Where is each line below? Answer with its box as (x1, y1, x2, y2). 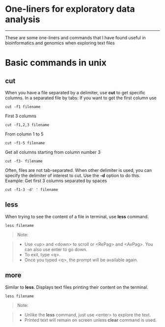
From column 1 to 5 (5, 131, 44, 137)
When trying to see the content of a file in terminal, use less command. (5, 214, 149, 219)
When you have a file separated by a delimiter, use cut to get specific (5, 89, 146, 95)
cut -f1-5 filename (5, 140, 45, 145)
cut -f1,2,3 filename (5, 122, 50, 127)
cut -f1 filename (5, 104, 41, 109)
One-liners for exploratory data (5, 3, 135, 15)
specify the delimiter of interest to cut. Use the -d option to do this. (5, 172, 141, 178)
